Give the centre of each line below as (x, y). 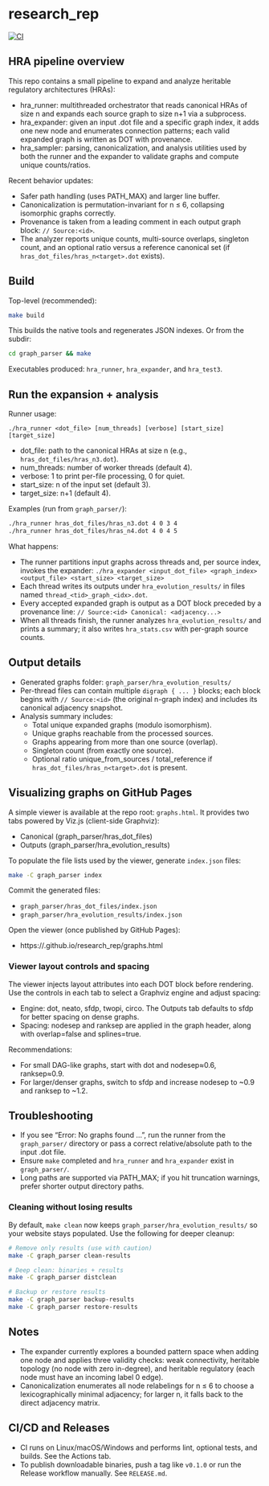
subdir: (20, 339)
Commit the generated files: (54, 890)
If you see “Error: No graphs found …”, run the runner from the (123, 1135)
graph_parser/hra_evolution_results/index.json (101, 915)
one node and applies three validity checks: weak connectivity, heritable (139, 1360)
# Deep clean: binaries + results (66, 1270)
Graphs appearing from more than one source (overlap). (125, 741)
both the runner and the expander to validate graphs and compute (129, 156)
